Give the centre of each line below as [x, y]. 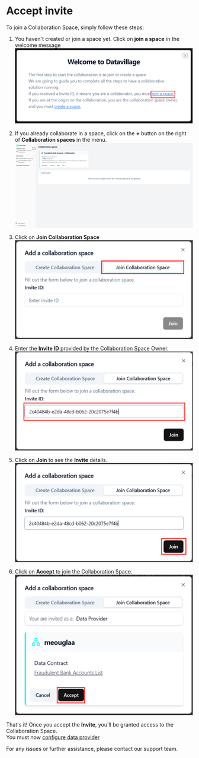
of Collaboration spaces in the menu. [61, 140]
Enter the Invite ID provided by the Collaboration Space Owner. [92, 349]
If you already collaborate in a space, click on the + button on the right [100, 133]
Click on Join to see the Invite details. [61, 460]
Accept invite [40, 11]
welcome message [38, 45]
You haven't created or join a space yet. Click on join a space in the [97, 39]
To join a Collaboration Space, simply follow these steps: [75, 27]
